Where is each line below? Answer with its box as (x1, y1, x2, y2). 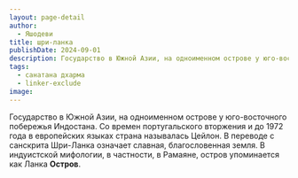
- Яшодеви (17, 29, 53, 38)
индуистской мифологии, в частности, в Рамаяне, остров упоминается (9, 149, 279, 159)
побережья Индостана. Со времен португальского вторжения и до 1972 (9, 120, 284, 131)
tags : (9, 63, 29, 72)
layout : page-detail (9, 12, 86, 22)
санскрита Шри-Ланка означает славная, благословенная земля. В (9, 139, 266, 151)
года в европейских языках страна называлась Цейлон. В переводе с (9, 130, 275, 141)
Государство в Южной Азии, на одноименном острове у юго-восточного (9, 112, 287, 122)
